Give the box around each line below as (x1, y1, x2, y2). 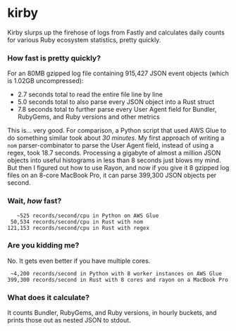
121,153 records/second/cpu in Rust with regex (7, 224, 150, 231)
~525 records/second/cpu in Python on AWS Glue (16, 212, 159, 219)
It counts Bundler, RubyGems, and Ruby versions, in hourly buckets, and (7, 309, 217, 317)
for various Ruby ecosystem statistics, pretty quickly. (7, 35, 161, 44)
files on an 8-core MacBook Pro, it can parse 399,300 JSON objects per (7, 171, 217, 180)
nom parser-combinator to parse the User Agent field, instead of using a (7, 141, 214, 150)
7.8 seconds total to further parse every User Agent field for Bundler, (17, 105, 217, 114)
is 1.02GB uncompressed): (7, 77, 84, 85)
